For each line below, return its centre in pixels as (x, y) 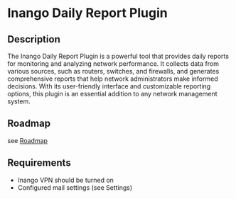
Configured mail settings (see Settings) (75, 187)
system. (19, 101)
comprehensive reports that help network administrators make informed (113, 79)
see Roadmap (28, 140)
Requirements (39, 163)
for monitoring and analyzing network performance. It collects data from (113, 64)
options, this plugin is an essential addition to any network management (112, 94)
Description (34, 39)
